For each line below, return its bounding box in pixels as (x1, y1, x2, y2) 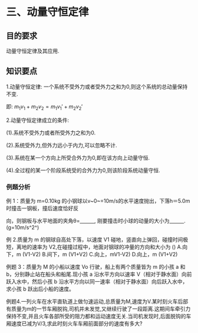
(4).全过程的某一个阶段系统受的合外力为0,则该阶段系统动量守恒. (6, 166, 160, 174)
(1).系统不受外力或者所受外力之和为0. (6, 129, 96, 136)
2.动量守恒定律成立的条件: (6, 116, 70, 124)
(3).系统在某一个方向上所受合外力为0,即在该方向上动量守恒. (6, 154, 150, 161)
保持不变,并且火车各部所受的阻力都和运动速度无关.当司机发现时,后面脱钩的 (6, 312, 187, 319)
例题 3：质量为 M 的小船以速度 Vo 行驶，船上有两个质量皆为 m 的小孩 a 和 (6, 263, 186, 270)
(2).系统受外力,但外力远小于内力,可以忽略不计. (6, 141, 117, 149)
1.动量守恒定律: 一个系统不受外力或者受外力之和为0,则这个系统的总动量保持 (6, 83, 188, 90)
